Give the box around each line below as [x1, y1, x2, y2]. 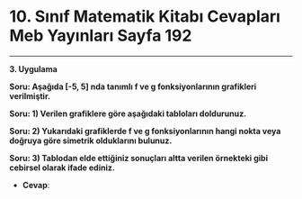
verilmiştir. [9, 90, 51, 101]
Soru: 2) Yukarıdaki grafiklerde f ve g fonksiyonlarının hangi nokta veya [9, 125, 281, 136]
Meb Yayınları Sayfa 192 [9, 25, 192, 46]
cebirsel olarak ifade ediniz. [9, 162, 115, 173]
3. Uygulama [9, 63, 58, 74]
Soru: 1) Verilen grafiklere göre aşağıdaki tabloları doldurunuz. [9, 108, 247, 119]
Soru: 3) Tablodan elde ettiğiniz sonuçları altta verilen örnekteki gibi [9, 152, 268, 163]
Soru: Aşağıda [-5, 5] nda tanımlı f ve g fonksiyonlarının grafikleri [9, 81, 257, 92]
